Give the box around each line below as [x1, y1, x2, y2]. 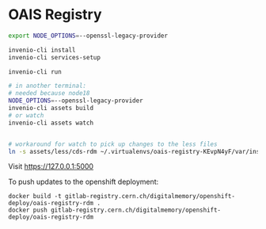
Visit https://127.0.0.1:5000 [8, 162, 93, 171]
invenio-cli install [8, 46, 77, 54]
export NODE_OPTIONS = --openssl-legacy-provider [8, 32, 169, 40]
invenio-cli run [8, 67, 62, 76]
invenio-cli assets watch [8, 119, 93, 127]
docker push [8, 206, 47, 215]
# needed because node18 [8, 90, 90, 97]
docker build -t [8, 193, 62, 200]
